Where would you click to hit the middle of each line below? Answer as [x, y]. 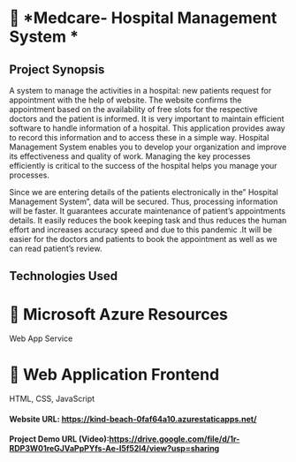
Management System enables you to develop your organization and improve [148, 147]
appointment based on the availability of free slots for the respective [133, 109]
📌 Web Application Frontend [114, 374]
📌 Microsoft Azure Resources [118, 314]
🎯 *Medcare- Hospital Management [143, 18]
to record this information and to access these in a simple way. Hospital [139, 137]
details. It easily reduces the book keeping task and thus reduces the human [148, 220]
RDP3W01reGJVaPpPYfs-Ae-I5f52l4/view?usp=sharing [114, 449]
